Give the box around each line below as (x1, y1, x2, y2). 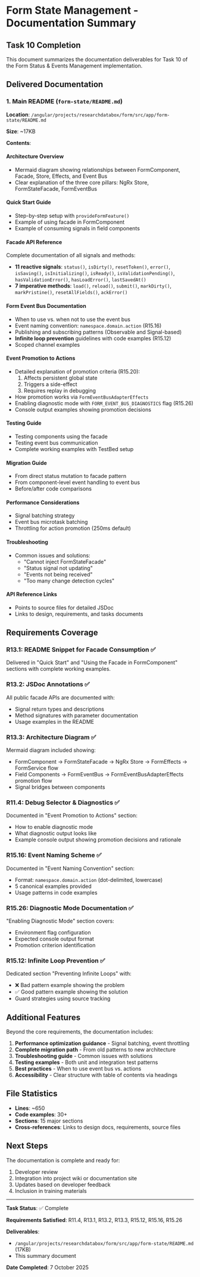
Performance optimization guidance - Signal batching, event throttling (14, 1040, 190, 1047)
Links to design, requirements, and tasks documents (14, 610, 143, 618)
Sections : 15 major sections (14, 1117, 83, 1124)
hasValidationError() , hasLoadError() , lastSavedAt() (14, 276, 147, 283)
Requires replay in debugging (23, 387, 96, 394)
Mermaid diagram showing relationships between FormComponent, (14, 166, 180, 173)
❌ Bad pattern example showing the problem (14, 982, 125, 989)
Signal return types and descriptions (14, 705, 104, 712)
